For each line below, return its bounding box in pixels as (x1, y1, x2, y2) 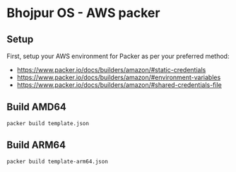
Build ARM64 (6, 139, 66, 151)
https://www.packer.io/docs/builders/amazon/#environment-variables (16, 73, 221, 81)
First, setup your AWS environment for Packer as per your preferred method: (6, 52, 230, 60)
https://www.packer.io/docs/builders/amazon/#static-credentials (16, 66, 206, 74)
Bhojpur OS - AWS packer (6, 5, 160, 21)
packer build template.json (6, 120, 90, 127)
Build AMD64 (6, 101, 66, 113)
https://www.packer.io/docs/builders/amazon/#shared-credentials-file (16, 81, 222, 89)
